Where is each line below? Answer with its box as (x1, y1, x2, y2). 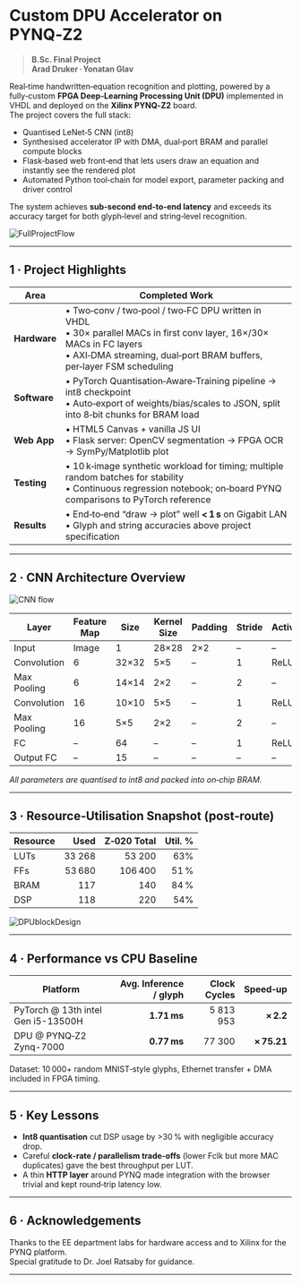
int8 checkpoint (64, 386, 132, 398)
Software (13, 391, 54, 404)
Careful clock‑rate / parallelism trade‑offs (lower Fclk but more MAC (21, 1151, 279, 1160)
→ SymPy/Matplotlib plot (64, 445, 169, 458)
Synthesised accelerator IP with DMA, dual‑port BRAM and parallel (21, 136, 269, 147)
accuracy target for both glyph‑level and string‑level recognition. (9, 210, 248, 221)
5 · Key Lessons (9, 1108, 99, 1123)
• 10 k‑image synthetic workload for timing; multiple (64, 459, 284, 472)
